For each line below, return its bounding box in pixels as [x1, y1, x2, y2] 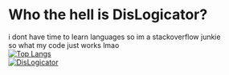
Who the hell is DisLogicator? [8, 6, 208, 24]
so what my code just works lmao [8, 40, 120, 49]
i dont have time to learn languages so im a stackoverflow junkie [8, 32, 221, 41]
